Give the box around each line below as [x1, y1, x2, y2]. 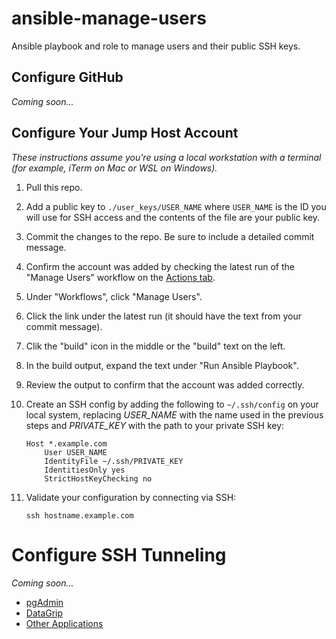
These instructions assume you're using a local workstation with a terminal [11, 151, 322, 163]
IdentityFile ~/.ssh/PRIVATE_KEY [44, 456, 184, 466]
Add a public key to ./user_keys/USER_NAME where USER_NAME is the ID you [25, 200, 327, 212]
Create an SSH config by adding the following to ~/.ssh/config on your [25, 398, 319, 410]
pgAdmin [25, 596, 64, 608]
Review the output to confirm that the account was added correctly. [25, 378, 305, 391]
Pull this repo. [25, 181, 83, 193]
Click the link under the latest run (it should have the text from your [25, 310, 302, 322]
